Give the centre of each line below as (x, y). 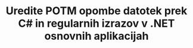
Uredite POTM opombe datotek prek (96, 11)
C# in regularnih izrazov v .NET (96, 23)
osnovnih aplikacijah (96, 36)
